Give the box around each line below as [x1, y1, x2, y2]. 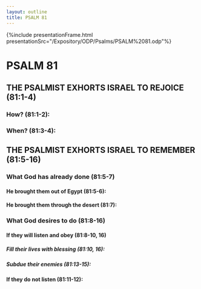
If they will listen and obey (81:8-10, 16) [6, 231, 107, 239]
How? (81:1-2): [6, 110, 50, 119]
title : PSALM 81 [6, 15, 47, 21]
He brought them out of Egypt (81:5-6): [6, 187, 107, 195]
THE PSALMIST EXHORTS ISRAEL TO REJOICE [6, 83, 185, 93]
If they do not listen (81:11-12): [6, 276, 84, 283]
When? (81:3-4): [6, 126, 56, 135]
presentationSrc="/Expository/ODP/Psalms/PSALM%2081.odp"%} [6, 37, 172, 45]
